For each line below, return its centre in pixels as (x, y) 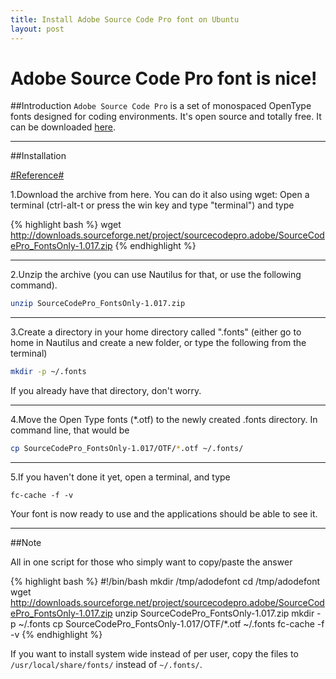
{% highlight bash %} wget (66, 225)
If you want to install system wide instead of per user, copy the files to (154, 654)
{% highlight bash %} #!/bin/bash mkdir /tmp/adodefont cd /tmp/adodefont (165, 582)
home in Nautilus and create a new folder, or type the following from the (158, 343)
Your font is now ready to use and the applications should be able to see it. (164, 514)
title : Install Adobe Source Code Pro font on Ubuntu (125, 19)
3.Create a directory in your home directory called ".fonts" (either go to (156, 332)
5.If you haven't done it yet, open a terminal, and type (120, 477)
